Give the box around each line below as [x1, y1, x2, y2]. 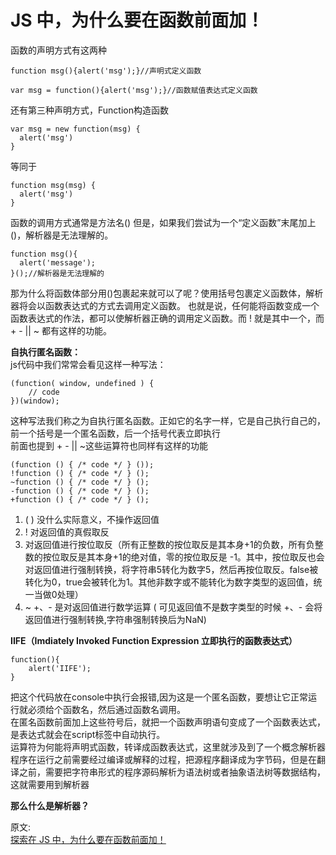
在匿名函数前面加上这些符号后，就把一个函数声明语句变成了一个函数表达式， [10, 716, 326, 728]
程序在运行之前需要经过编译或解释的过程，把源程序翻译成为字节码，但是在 [10, 753, 317, 765]
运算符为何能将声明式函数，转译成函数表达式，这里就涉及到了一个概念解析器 [10, 741, 326, 753]
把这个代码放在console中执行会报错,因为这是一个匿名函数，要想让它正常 [10, 691, 309, 703]
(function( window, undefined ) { [10, 378, 155, 388]
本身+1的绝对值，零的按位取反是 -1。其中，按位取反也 [94, 551, 317, 563]
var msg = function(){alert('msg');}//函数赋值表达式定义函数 [10, 85, 258, 95]
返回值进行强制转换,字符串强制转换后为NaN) [24, 613, 207, 625]
